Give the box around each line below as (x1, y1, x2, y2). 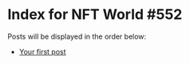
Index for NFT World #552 (7, 6, 183, 24)
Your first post (18, 47, 66, 56)
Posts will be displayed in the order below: (7, 32, 147, 41)
